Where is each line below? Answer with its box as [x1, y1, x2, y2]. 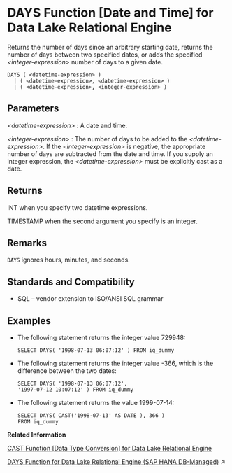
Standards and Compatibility [7, 276, 135, 288]
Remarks [7, 236, 48, 249]
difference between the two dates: [17, 367, 117, 375]
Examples [7, 315, 51, 327]
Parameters [7, 103, 59, 115]
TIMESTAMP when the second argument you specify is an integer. [7, 217, 198, 225]
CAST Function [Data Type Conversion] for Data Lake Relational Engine [7, 444, 212, 452]
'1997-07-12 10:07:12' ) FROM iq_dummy [17, 386, 134, 393]
